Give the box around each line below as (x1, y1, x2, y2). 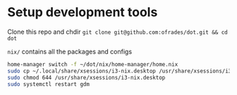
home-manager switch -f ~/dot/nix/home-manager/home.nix (7, 61, 178, 68)
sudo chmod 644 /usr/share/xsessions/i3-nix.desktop (7, 74, 166, 81)
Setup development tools (7, 4, 158, 20)
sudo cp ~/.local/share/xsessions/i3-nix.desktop (7, 68, 157, 75)
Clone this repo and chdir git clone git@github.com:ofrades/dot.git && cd (7, 27, 228, 36)
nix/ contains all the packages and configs (7, 47, 133, 56)
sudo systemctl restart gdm (7, 80, 90, 88)
